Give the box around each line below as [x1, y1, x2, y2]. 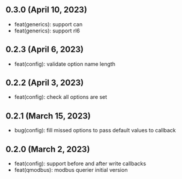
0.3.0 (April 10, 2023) [5, 5, 88, 15]
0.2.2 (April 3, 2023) [5, 78, 84, 88]
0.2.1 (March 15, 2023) [5, 111, 91, 121]
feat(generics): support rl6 [14, 27, 80, 34]
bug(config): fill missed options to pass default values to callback [14, 127, 177, 134]
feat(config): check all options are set [14, 93, 108, 101]
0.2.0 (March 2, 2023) [5, 144, 91, 154]
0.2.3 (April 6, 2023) [5, 44, 84, 54]
